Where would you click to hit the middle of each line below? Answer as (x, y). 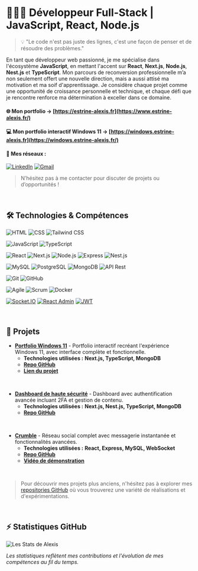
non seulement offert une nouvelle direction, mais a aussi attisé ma (88, 78)
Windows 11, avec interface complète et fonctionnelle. (80, 351)
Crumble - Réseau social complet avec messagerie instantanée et (95, 435)
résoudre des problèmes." (52, 48)
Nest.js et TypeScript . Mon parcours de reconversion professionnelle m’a (96, 72)
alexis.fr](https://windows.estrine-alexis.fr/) (63, 140)
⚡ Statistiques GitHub (46, 527)
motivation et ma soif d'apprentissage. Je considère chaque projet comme (97, 85)
